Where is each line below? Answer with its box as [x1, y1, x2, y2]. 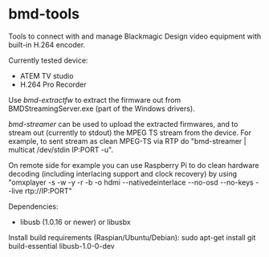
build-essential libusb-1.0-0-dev [8, 241, 115, 251]
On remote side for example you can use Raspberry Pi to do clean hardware [8, 160, 259, 169]
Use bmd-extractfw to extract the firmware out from [8, 95, 181, 104]
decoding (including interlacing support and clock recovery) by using [8, 169, 238, 178]
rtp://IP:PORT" [24, 186, 72, 195]
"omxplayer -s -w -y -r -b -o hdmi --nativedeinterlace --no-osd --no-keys [8, 177, 255, 187]
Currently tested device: [8, 55, 88, 65]
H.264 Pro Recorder [19, 80, 87, 89]
